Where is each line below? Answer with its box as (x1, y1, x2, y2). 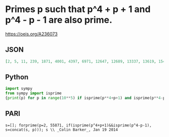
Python (5, 73, 29, 82)
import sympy (5, 86, 33, 91)
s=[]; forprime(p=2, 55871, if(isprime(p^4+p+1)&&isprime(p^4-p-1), (5, 122, 152, 128)
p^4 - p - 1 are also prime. (5, 14, 112, 26)
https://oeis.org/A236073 (5, 31, 58, 37)
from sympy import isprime (5, 91, 62, 96)
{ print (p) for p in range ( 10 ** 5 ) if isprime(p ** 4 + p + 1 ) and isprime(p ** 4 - (5, 96, 163, 101)
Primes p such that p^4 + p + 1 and (5, 4, 151, 15)
